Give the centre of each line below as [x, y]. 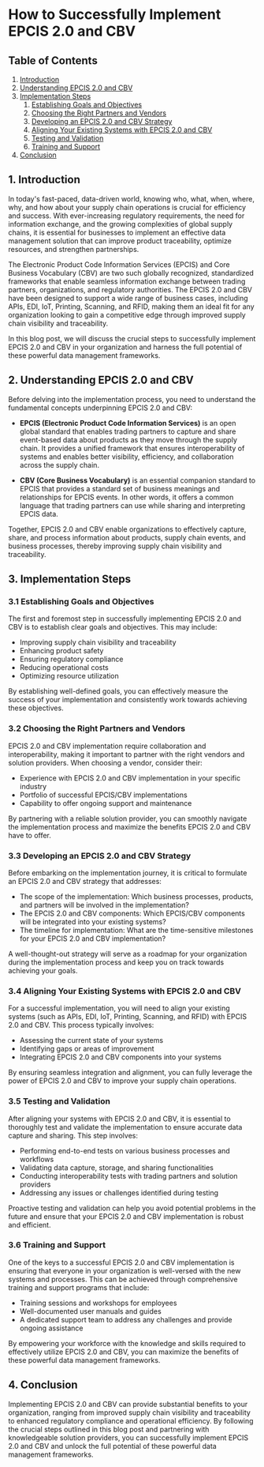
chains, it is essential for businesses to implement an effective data [117, 232]
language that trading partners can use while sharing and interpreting [132, 505]
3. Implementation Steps [70, 579]
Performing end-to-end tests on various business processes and [125, 1150]
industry [33, 786]
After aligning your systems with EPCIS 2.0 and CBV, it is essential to [119, 1119]
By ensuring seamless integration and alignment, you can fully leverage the [130, 1073]
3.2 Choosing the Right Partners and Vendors [97, 728]
